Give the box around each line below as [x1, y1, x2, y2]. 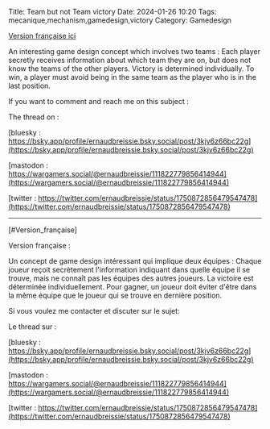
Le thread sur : [8, 322, 57, 331]
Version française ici [8, 31, 76, 40]
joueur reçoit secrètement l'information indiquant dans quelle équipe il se [8, 265, 251, 274]
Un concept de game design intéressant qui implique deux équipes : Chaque [8, 256, 262, 265]
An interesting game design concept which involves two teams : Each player [8, 47, 261, 56]
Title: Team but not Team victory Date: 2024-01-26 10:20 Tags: [8, 7, 217, 16]
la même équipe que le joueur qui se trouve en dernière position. [8, 290, 223, 300]
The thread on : [8, 112, 59, 122]
